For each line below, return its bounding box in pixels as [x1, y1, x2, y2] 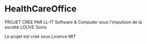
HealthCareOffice [4, 3, 77, 14]
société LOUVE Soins [4, 24, 47, 30]
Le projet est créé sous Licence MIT [4, 33, 76, 39]
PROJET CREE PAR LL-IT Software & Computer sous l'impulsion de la [4, 19, 142, 25]
